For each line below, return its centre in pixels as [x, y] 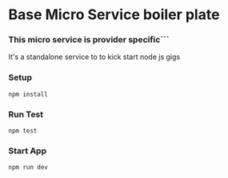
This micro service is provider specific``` [89, 40]
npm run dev [28, 168]
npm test [23, 131]
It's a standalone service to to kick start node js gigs [94, 57]
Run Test [26, 114]
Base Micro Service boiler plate [114, 15]
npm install [28, 94]
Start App [27, 151]
